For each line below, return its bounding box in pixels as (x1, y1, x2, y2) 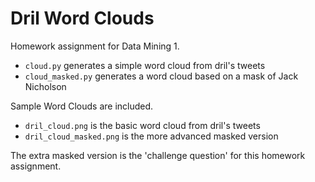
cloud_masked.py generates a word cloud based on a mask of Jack (24, 70, 299, 82)
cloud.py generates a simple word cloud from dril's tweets (24, 59, 266, 71)
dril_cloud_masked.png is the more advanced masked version (24, 130, 279, 142)
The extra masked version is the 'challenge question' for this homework (10, 149, 306, 161)
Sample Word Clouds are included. (10, 100, 154, 112)
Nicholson (24, 80, 67, 92)
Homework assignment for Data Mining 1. (10, 40, 180, 52)
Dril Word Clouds (10, 7, 155, 30)
